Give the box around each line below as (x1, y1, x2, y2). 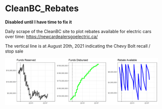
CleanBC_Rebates (5, 3, 79, 14)
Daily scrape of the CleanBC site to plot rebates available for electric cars (5, 28, 152, 34)
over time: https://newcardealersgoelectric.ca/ (5, 34, 98, 39)
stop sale (5, 48, 23, 54)
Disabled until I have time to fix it (5, 19, 72, 25)
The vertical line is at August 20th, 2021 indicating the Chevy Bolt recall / (5, 43, 150, 49)
